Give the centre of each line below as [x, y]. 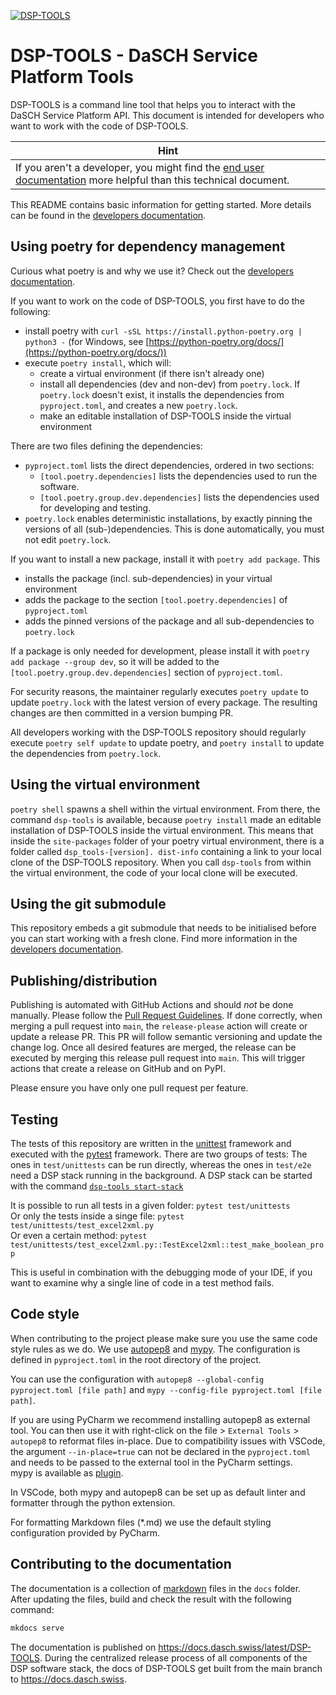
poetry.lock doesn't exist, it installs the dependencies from [162, 394]
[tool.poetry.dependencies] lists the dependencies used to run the [178, 476]
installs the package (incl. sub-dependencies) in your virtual [148, 578]
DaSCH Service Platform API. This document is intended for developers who [167, 115]
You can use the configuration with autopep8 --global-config [137, 1379]
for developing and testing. [95, 507]
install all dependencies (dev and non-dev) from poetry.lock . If [170, 384]
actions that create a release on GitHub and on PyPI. [118, 1069]
